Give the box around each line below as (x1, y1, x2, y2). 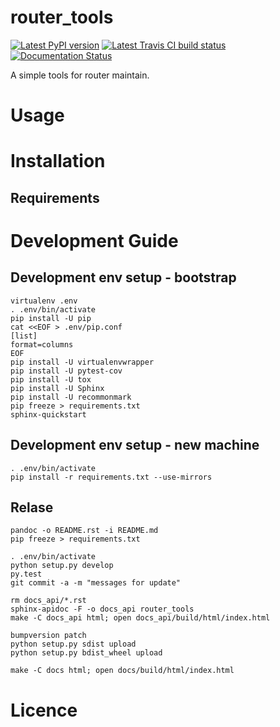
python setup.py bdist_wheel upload (10, 648, 163, 658)
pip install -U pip (10, 313, 92, 323)
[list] (10, 331, 38, 341)
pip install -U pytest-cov (10, 366, 123, 376)
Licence (10, 699, 78, 721)
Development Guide (10, 229, 179, 252)
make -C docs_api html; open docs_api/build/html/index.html (10, 613, 271, 623)
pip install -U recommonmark (10, 392, 132, 402)
